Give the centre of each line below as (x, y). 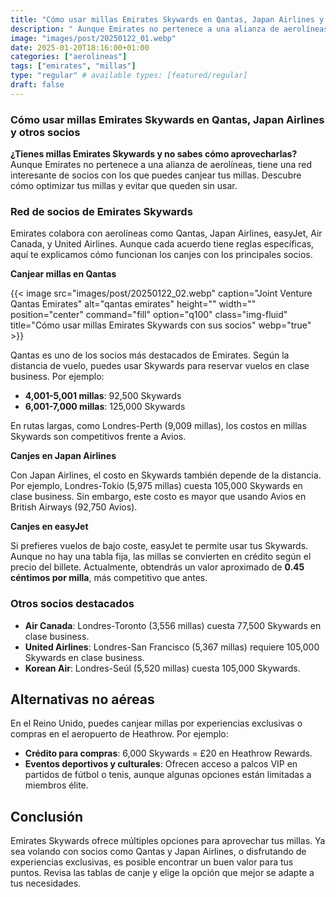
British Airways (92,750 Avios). (74, 507)
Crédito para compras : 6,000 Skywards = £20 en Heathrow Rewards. (168, 753)
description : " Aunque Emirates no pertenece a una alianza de (145, 29)
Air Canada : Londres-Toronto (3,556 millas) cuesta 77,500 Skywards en (173, 625)
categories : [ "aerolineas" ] (69, 57)
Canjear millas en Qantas (63, 274)
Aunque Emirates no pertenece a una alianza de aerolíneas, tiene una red (161, 165)
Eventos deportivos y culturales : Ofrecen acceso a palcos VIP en (161, 764)
